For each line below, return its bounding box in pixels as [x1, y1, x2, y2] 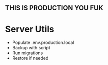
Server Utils [5, 23, 54, 35]
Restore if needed [12, 55, 49, 61]
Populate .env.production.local [12, 40, 74, 45]
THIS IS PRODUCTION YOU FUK [5, 4, 104, 12]
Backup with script [12, 45, 51, 51]
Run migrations [12, 50, 43, 56]
